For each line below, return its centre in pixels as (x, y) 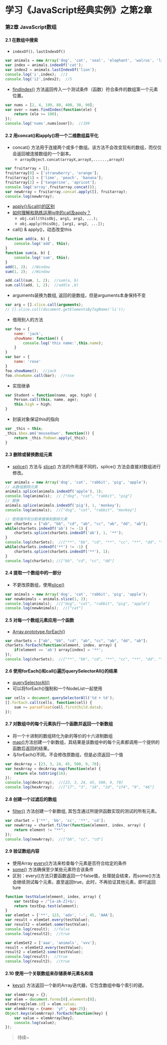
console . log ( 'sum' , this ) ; (42, 258)
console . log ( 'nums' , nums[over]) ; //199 (48, 124)
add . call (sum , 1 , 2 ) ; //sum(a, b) (42, 281)
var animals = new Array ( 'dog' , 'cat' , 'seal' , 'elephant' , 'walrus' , (80, 60)
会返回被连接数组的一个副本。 (43, 154)
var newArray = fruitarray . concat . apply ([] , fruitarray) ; (66, 192)
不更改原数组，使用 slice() (38, 585)
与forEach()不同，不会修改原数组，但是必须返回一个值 (68, 754)
